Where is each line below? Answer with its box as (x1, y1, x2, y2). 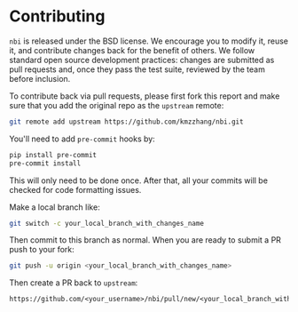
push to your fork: (9, 244, 75, 255)
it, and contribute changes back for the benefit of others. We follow (9, 44, 255, 55)
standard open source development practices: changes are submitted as (9, 54, 275, 65)
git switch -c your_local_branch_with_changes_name (9, 219, 204, 228)
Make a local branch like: (9, 202, 100, 212)
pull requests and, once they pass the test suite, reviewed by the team (9, 64, 266, 75)
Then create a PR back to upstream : (9, 277, 138, 288)
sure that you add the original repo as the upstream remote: (9, 100, 224, 110)
